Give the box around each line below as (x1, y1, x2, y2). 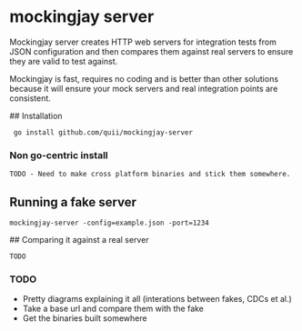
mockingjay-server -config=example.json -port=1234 (9, 218, 209, 228)
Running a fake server (9, 194, 136, 210)
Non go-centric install (9, 148, 109, 161)
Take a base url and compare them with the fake (22, 303, 205, 315)
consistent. (9, 93, 52, 104)
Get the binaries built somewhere (22, 313, 147, 324)
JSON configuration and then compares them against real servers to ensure (9, 45, 294, 56)
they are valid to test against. (9, 55, 118, 66)
